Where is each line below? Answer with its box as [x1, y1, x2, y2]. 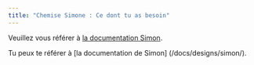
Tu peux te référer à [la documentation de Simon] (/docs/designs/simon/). [8, 48, 247, 57]
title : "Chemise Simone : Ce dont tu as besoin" [8, 11, 170, 20]
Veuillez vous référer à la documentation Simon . [8, 33, 163, 42]
